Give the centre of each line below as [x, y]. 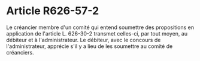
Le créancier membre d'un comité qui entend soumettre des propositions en [100, 27]
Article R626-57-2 [53, 11]
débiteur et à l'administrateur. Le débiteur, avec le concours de [84, 40]
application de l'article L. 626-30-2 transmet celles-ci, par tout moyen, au [97, 33]
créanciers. [20, 52]
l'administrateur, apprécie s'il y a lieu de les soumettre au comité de [90, 46]
